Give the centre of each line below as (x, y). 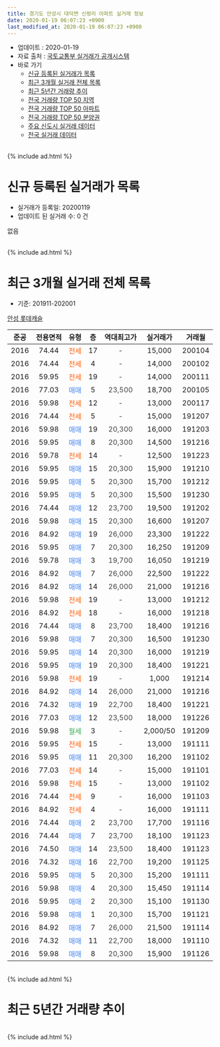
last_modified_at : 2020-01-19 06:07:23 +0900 (74, 27)
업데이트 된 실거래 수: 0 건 (53, 216)
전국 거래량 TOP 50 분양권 (64, 117)
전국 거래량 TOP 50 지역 (61, 100)
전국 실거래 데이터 (52, 135)
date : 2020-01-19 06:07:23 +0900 (56, 20)
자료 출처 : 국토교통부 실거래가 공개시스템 (73, 56)
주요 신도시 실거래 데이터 (61, 126)
